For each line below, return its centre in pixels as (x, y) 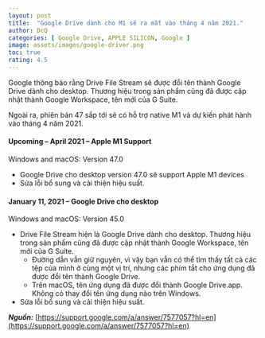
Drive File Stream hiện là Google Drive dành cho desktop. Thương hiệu (135, 235)
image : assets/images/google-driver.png (76, 45)
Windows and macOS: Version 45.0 (66, 219)
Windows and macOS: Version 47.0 (66, 159)
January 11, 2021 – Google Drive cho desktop (84, 201)
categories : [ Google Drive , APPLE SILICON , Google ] (99, 38)
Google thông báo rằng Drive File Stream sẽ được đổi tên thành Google (125, 82)
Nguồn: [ (23, 317)
